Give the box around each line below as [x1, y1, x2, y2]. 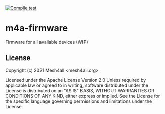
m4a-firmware [5, 23, 68, 34]
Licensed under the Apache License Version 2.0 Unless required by [5, 77, 146, 83]
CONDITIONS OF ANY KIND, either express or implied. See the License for [5, 93, 160, 99]
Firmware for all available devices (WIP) [5, 39, 88, 45]
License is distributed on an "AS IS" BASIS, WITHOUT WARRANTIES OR [5, 87, 154, 93]
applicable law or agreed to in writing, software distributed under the [5, 82, 148, 88]
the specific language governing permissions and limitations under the [5, 98, 152, 104]
